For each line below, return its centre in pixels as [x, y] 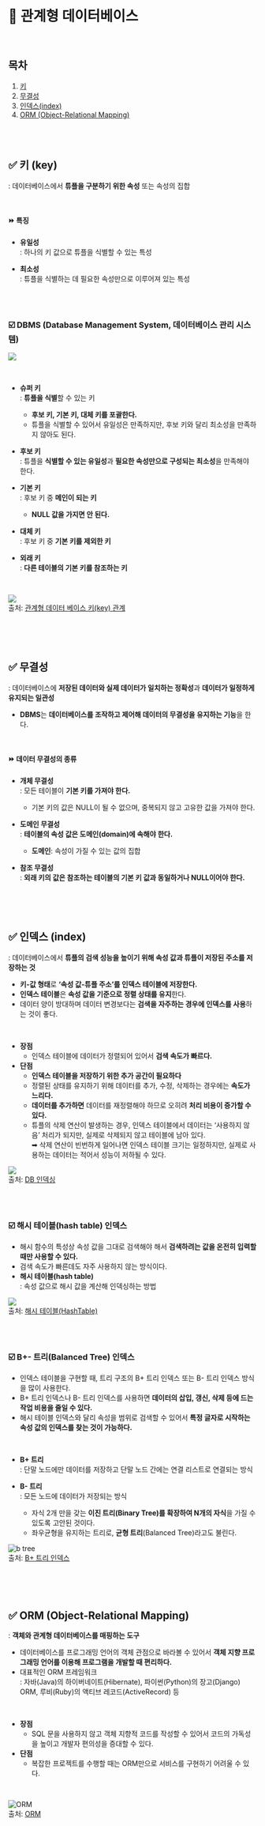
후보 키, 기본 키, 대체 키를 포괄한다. [84, 415]
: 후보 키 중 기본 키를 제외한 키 [65, 541]
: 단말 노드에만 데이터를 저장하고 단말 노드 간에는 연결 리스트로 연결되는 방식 [136, 1469]
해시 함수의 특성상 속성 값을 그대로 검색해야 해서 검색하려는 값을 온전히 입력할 [138, 1247]
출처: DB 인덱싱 [32, 1179]
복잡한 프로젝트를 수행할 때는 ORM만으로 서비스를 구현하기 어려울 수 [136, 1764]
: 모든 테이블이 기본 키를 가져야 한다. [75, 790]
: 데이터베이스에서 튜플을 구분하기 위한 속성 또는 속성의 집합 [99, 186]
